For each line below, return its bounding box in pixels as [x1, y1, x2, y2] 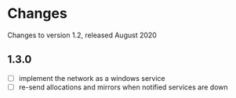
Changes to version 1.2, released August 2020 [7, 30, 158, 40]
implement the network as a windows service [18, 73, 165, 82]
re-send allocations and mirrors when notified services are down [18, 82, 228, 92]
